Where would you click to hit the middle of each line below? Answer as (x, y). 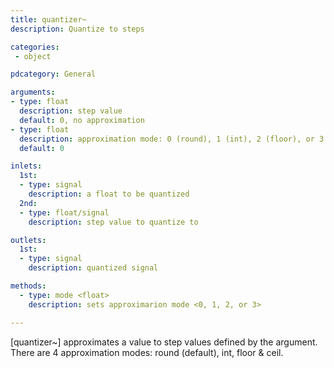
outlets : (28, 240)
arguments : (33, 92)
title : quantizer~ (48, 19)
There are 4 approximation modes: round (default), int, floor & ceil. (147, 352)
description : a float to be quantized (109, 194)
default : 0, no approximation (82, 120)
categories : (35, 47)
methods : (28, 286)
